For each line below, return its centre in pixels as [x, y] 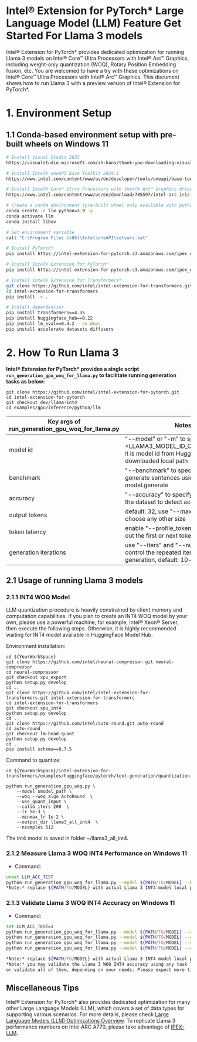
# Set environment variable [40, 232]
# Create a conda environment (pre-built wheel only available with [91, 206]
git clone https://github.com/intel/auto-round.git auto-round [85, 724]
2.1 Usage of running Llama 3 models [75, 581]
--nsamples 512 [35, 827]
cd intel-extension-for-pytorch [45, 397]
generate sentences [153, 477]
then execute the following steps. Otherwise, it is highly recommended [91, 629]
